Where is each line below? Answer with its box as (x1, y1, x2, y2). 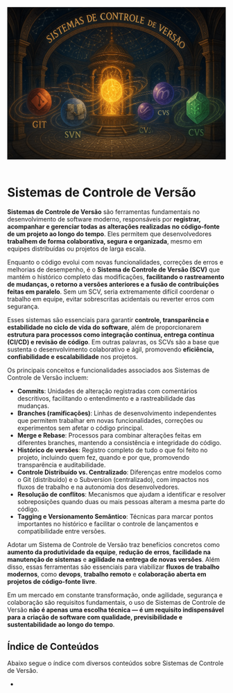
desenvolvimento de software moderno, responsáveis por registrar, (7, 215, 201, 224)
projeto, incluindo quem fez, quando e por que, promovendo (17, 453, 190, 462)
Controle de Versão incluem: (7, 374, 89, 382)
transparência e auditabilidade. (17, 461, 106, 469)
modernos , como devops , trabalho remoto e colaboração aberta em (7, 570, 207, 578)
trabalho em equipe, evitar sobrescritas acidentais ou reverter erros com (7, 295, 215, 303)
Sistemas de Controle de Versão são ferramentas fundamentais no (7, 208, 200, 216)
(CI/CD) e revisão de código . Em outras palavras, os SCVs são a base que (7, 338, 220, 346)
